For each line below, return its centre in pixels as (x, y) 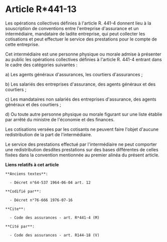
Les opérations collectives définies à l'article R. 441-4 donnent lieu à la (78, 23)
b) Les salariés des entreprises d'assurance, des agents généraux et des (80, 84)
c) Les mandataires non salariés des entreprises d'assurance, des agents (81, 99)
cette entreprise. (22, 44)
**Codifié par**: (23, 191)
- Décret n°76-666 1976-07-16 (41, 200)
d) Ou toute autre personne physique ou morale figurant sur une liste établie (84, 114)
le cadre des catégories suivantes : (41, 65)
